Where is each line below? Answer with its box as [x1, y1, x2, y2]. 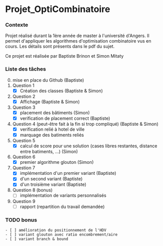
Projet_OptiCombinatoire [5, 4, 110, 15]
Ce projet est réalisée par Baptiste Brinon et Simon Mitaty [5, 53, 124, 59]
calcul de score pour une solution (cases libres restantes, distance [20, 143, 157, 149]
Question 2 [12, 93, 36, 99]
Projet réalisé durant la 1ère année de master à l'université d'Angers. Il [5, 33, 149, 39]
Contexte [5, 22, 29, 29]
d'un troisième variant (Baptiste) [20, 181, 87, 187]
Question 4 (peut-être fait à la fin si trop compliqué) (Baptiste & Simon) [12, 121, 159, 127]
